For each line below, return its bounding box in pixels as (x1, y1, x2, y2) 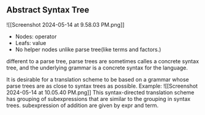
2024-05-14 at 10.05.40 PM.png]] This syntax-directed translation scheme (6, 88, 195, 96)
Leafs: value (15, 39, 47, 46)
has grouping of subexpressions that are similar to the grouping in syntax (6, 95, 191, 102)
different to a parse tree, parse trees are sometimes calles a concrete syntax (6, 57, 199, 64)
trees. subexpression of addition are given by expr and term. (6, 102, 159, 109)
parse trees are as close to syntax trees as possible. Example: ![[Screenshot (6, 82, 198, 89)
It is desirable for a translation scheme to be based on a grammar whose (6, 75, 189, 83)
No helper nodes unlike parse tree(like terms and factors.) (15, 46, 162, 53)
